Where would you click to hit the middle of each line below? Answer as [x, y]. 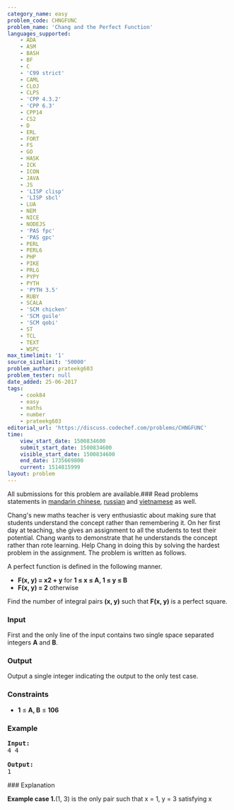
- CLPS [30, 93]
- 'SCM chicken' [44, 310]
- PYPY [30, 276]
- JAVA [30, 178]
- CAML [30, 80]
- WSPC [30, 349]
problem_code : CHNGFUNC [42, 20]
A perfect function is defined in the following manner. [85, 566]
